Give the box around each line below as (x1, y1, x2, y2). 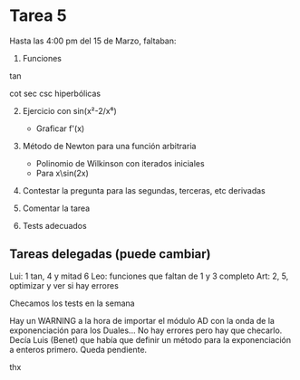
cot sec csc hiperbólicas (9, 88, 102, 99)
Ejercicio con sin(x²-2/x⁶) (22, 105, 118, 116)
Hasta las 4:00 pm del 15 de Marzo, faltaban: (9, 35, 177, 46)
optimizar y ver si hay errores (9, 280, 120, 290)
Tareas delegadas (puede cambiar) (9, 246, 211, 262)
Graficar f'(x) (35, 123, 85, 134)
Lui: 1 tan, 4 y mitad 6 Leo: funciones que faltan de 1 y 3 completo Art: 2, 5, (9, 271, 289, 281)
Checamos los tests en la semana (9, 298, 135, 309)
